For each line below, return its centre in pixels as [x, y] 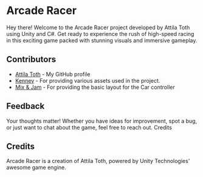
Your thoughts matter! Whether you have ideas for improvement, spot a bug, [102, 121]
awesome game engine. [36, 167]
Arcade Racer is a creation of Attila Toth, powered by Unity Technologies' [98, 161]
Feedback [26, 106]
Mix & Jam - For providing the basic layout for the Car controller [95, 87]
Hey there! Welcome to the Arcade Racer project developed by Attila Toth [98, 27]
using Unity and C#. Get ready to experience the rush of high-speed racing [100, 33]
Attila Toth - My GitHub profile [53, 74]
